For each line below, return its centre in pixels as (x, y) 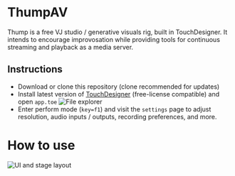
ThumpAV (38, 12)
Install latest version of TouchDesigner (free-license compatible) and (119, 94)
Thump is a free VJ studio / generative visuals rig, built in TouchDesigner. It (117, 32)
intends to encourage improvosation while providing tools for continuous (114, 39)
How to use (41, 145)
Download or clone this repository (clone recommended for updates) (119, 87)
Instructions (35, 69)
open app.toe (37, 101)
